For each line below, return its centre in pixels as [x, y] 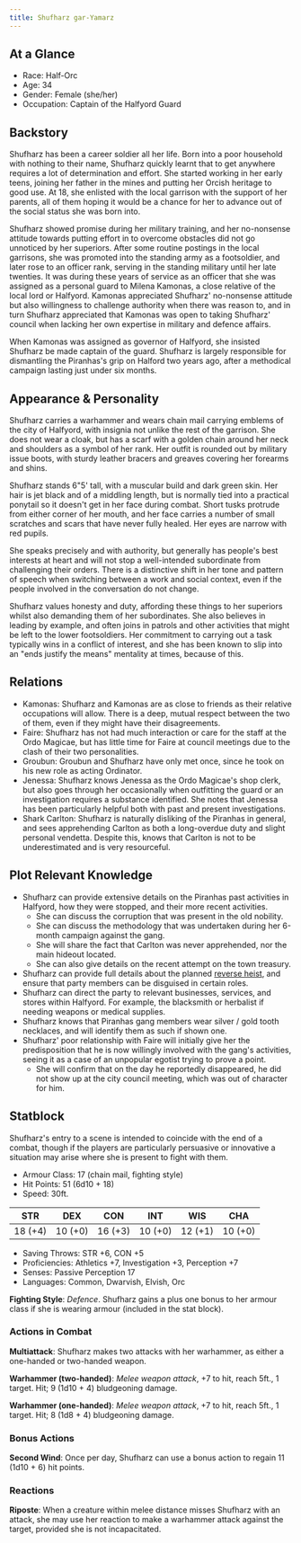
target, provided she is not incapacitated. [85, 1530]
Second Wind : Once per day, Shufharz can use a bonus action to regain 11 [147, 1458]
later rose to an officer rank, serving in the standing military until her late [143, 267]
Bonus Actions [42, 1438]
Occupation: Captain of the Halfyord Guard [102, 104]
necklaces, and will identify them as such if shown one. [124, 1031]
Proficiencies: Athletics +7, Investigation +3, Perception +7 [130, 1263]
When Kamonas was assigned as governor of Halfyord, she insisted [135, 341]
